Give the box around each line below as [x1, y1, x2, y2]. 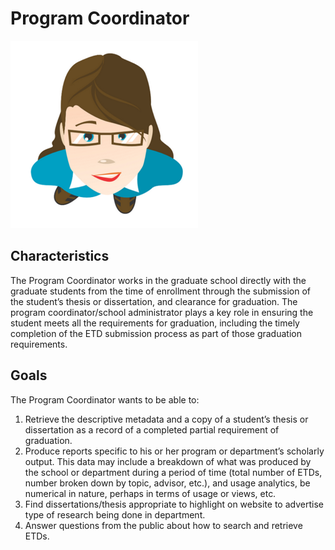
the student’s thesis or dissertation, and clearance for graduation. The [10, 295, 298, 307]
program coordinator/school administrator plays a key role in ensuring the [10, 306, 314, 318]
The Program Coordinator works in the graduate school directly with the [10, 274, 307, 286]
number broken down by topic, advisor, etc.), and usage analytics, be [24, 477, 311, 489]
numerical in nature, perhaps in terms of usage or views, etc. [24, 487, 277, 499]
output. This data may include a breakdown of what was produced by [24, 455, 312, 467]
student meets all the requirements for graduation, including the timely [10, 317, 300, 329]
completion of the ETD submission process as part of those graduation [10, 327, 302, 339]
